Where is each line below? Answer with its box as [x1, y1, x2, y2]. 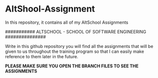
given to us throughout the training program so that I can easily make [5, 48, 144, 54]
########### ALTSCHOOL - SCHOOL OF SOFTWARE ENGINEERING [5, 29, 147, 34]
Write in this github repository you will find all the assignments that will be [5, 43, 154, 49]
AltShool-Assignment [5, 3, 95, 15]
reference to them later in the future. [5, 53, 78, 59]
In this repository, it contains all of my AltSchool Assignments [5, 19, 129, 25]
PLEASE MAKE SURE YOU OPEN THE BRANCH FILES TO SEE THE [5, 63, 139, 69]
